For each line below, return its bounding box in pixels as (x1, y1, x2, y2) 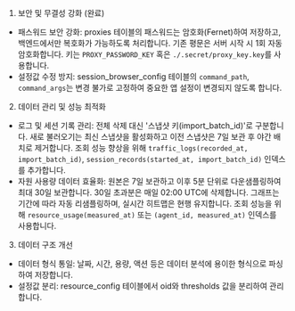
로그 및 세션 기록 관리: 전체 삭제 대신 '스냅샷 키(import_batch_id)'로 (17, 120, 254, 131)
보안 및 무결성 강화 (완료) (17, 8, 105, 18)
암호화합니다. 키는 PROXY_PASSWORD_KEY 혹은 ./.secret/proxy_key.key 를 (17, 49, 272, 60)
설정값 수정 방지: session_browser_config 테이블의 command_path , (17, 71, 250, 82)
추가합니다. (27, 165, 67, 176)
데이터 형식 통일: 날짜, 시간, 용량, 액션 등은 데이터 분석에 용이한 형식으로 (17, 258, 267, 269)
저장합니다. (34, 270, 73, 280)
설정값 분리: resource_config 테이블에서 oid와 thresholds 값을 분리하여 (17, 281, 267, 291)
